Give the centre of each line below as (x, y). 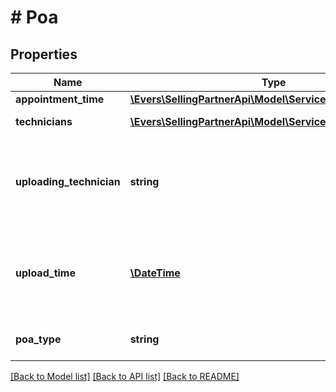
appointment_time (60, 99)
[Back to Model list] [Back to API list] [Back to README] (125, 376)
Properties (44, 54)
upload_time (45, 273)
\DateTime (155, 273)
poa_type (38, 339)
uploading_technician (68, 181)
